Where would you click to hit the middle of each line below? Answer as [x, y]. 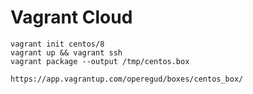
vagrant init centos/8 [57, 44]
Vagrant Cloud [71, 17]
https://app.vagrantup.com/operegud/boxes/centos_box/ [127, 79]
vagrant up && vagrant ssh [66, 52]
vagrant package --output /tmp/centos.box [100, 61]
